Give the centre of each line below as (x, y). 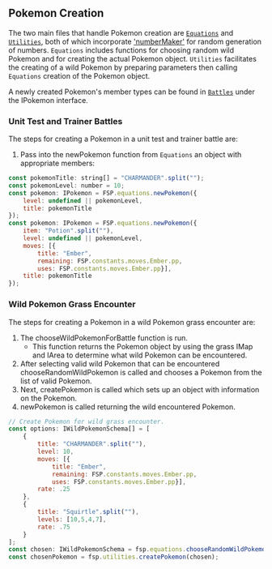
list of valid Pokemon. (56, 381)
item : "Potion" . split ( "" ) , (68, 231)
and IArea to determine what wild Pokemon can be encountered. (140, 355)
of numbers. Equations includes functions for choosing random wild (121, 50)
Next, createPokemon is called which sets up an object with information (140, 389)
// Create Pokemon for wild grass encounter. (86, 421)
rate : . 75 (54, 527)
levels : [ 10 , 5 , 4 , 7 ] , (72, 519)
